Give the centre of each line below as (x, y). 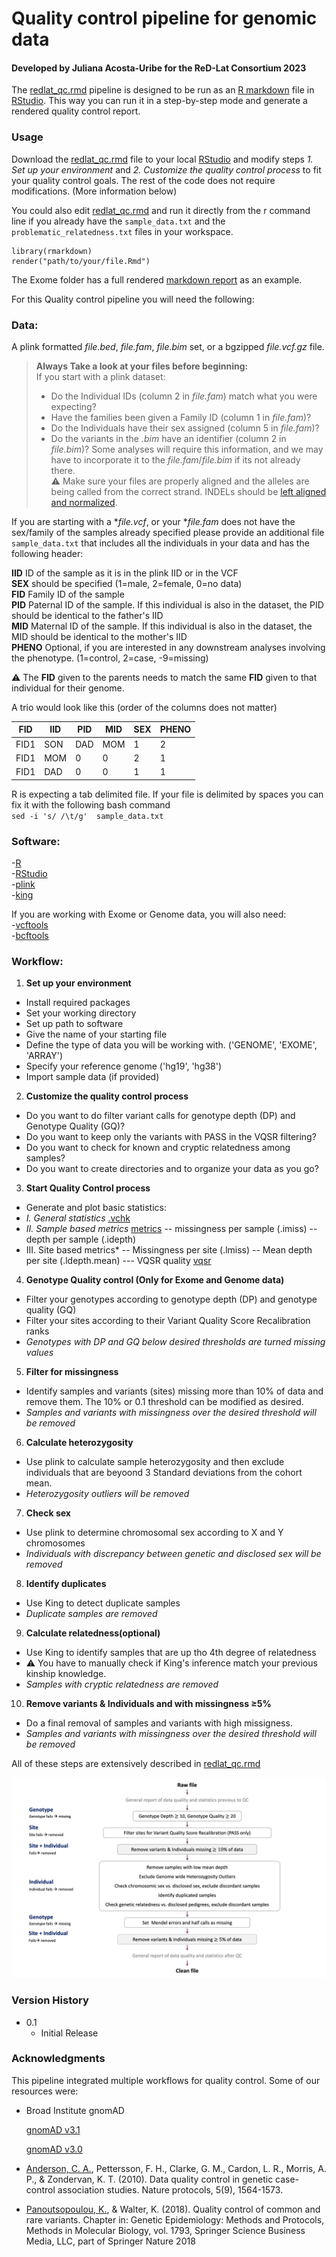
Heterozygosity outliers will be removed (107, 1494)
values (39, 1353)
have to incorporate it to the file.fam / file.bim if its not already (175, 459)
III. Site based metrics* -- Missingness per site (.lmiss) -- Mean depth (169, 1250)
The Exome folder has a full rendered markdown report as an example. (157, 279)
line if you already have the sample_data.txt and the (118, 221)
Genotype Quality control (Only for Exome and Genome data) (155, 1280)
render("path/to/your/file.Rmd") (81, 261)
